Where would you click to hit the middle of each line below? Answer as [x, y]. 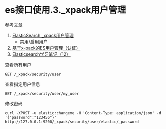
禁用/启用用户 [34, 42]
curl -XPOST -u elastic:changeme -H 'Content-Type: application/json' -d [83, 113]
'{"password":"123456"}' [31, 117]
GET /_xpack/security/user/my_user [42, 93]
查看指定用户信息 [23, 84]
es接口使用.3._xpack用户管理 [66, 10]
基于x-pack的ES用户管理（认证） [46, 48]
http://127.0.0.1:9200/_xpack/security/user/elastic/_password [72, 122]
